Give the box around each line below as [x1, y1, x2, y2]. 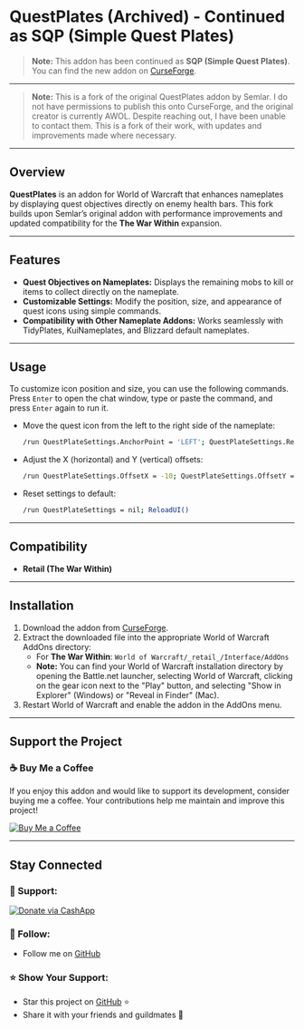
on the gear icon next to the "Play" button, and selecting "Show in [35, 680, 282, 691]
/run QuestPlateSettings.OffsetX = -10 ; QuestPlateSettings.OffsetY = [22, 471, 295, 481]
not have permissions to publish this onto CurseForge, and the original [31, 101, 294, 112]
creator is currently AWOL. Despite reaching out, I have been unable [31, 111, 287, 121]
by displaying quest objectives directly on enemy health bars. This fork [9, 198, 274, 209]
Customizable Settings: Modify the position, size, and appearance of [22, 296, 282, 306]
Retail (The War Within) [22, 563, 113, 574]
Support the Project [9, 734, 122, 750]
